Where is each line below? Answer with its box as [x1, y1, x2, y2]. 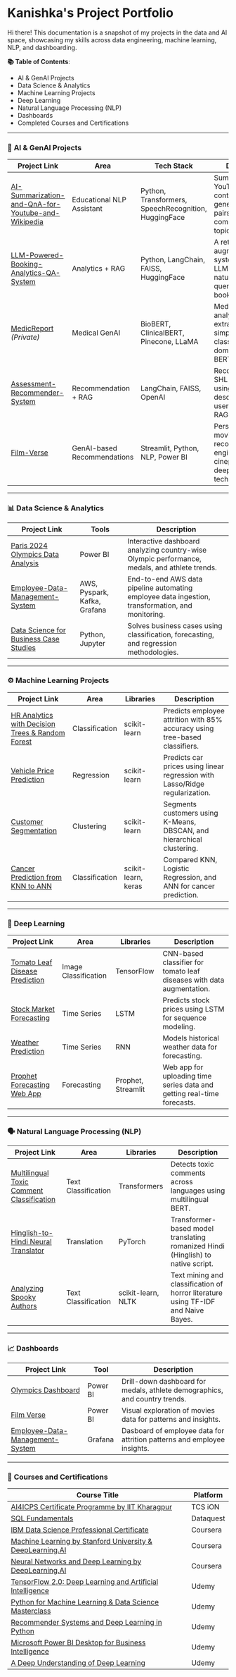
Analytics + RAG [72, 264, 126, 274]
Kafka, [79, 596, 101, 606]
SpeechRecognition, [140, 204, 207, 214]
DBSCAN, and [163, 825, 209, 835]
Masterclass [11, 1606, 51, 1616]
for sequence [162, 1013, 207, 1023]
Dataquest [190, 1513, 225, 1523]
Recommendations [72, 453, 134, 462]
